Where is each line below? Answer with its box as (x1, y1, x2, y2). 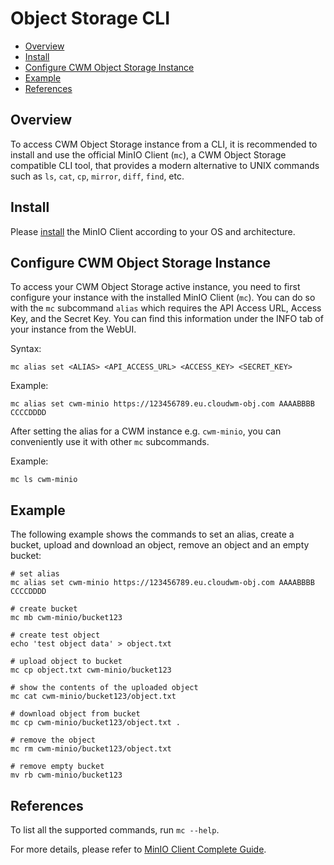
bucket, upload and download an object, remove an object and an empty (10, 539, 310, 551)
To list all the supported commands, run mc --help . (10, 824, 220, 836)
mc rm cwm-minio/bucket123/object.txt (10, 744, 172, 754)
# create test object (10, 630, 101, 641)
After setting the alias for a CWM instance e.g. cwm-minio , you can (10, 425, 282, 437)
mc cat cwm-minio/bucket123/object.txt (10, 692, 177, 702)
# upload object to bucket (10, 657, 123, 667)
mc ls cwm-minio (10, 475, 78, 485)
